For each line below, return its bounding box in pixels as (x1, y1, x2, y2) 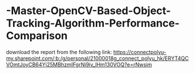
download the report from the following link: (6, 48, 113, 55)
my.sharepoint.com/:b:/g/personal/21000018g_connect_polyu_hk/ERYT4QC (6, 55, 189, 62)
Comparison (6, 29, 68, 42)
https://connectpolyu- (113, 48, 166, 55)
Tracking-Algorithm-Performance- (6, 16, 180, 30)
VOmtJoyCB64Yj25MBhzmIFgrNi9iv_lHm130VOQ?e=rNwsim (6, 60, 153, 68)
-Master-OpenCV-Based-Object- (6, 4, 172, 18)
